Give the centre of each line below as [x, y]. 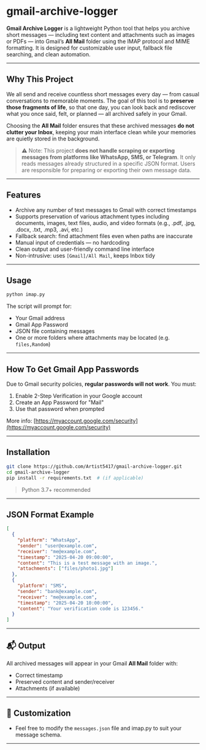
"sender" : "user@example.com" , [57, 546]
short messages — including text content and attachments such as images [101, 34]
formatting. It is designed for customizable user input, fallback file [90, 48]
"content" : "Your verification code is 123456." [81, 608]
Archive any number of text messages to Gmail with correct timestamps [106, 210]
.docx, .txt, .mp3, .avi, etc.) [49, 229]
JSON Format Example [50, 514]
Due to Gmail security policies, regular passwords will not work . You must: [101, 384]
